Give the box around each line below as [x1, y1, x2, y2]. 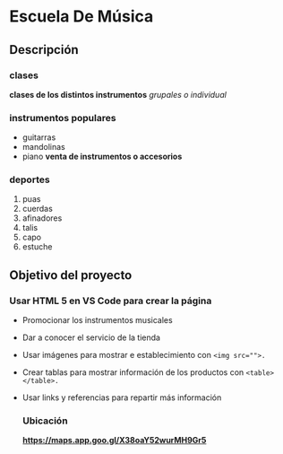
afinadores [21, 213, 63, 223]
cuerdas [21, 204, 54, 214]
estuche [21, 241, 53, 252]
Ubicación [21, 415, 69, 427]
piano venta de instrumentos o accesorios [21, 151, 183, 162]
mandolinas [21, 142, 65, 153]
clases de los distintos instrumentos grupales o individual [9, 89, 227, 100]
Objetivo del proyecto [9, 267, 133, 283]
